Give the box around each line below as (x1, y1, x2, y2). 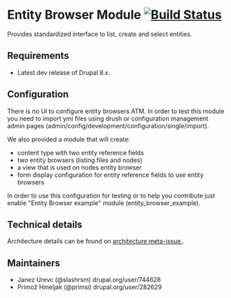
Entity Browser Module (7, 7, 142, 23)
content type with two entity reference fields (17, 148, 145, 157)
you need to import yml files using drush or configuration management (7, 114, 209, 123)
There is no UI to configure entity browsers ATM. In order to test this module (7, 107, 225, 115)
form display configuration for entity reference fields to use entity (17, 170, 204, 179)
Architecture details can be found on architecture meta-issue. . (7, 237, 185, 245)
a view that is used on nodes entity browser (17, 163, 142, 171)
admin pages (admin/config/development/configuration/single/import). (7, 121, 210, 130)
